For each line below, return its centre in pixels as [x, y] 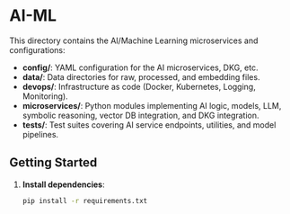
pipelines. [40, 134]
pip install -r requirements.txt [85, 201]
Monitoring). [45, 96]
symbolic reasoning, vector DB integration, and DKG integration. [141, 115]
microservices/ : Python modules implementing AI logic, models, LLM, [152, 105]
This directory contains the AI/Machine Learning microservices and [134, 40]
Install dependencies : [63, 184]
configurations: [37, 49]
